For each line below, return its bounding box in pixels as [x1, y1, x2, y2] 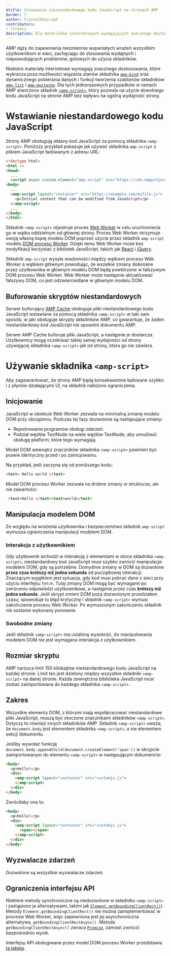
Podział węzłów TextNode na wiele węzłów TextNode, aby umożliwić [13, 431, 157, 437]
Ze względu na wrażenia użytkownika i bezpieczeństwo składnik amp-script [6, 524, 165, 530]
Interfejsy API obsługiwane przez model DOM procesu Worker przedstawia [6, 940, 162, 946]
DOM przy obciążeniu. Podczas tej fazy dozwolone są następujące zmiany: [6, 416, 163, 422]
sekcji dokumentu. [6, 731, 45, 737]
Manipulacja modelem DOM [6, 510, 95, 519]
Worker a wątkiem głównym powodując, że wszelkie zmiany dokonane [6, 261, 154, 267]
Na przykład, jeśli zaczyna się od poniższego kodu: [6, 462, 113, 468]
